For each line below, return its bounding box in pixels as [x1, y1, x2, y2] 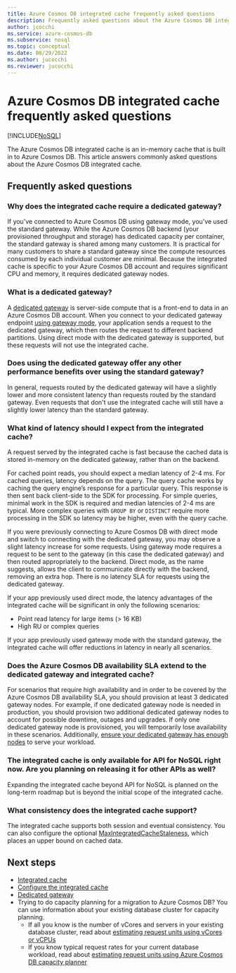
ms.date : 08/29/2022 [7, 50, 68, 57]
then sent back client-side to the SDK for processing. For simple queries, [7, 491, 218, 500]
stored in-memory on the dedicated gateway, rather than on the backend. [7, 456, 220, 464]
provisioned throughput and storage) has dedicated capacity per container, [7, 232, 225, 241]
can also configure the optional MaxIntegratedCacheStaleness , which [7, 829, 209, 838]
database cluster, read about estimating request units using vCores [27, 927, 223, 936]
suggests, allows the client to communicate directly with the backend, [7, 565, 209, 574]
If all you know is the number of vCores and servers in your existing [27, 920, 223, 929]
